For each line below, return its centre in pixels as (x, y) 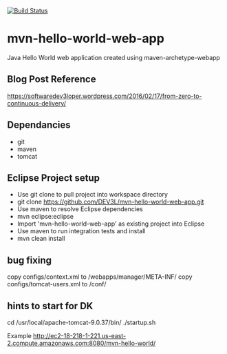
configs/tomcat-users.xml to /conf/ (57, 284)
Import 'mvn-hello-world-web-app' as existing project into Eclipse (111, 224)
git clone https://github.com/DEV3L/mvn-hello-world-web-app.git (110, 202)
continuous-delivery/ (37, 103)
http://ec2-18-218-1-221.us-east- (80, 336)
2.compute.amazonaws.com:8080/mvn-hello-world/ (82, 343)
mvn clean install (41, 239)
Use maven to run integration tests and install (81, 231)
